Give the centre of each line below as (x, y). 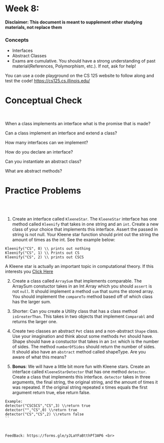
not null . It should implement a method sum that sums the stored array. (83, 291)
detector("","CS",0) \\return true (41, 410)
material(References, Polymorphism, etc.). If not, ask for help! (74, 66)
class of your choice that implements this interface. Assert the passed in (85, 229)
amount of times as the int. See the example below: (64, 240)
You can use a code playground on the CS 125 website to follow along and (80, 76)
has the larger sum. (31, 302)
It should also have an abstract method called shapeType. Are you (79, 352)
